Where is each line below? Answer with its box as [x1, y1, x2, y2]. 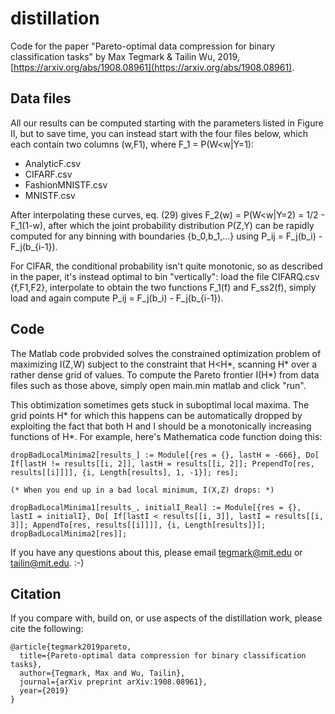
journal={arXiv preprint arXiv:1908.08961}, [19, 677, 208, 687]
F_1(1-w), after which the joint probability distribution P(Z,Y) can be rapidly [10, 219, 315, 231]
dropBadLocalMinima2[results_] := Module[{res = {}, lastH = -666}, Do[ [10, 450, 320, 460]
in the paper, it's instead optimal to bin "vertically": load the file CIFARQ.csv [10, 270, 320, 282]
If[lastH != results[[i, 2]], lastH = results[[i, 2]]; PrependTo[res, [10, 458, 315, 469]
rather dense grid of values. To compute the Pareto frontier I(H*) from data [10, 368, 320, 381]
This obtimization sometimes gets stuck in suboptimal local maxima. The [10, 398, 310, 411]
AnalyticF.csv [24, 157, 82, 169]
